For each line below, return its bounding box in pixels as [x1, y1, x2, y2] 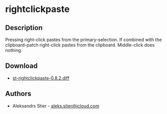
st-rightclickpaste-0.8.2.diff [12, 75, 70, 81]
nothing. [5, 47, 23, 53]
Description [5, 23, 43, 32]
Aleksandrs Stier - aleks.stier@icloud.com [12, 102, 99, 108]
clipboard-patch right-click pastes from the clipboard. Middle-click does [5, 42, 155, 48]
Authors [5, 89, 32, 98]
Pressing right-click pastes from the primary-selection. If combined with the [5, 36, 162, 42]
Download [5, 61, 38, 70]
